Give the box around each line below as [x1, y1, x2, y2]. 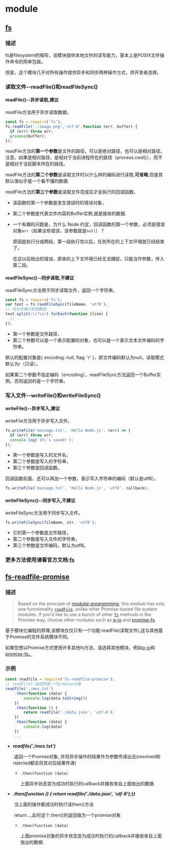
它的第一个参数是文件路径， [12, 529, 71, 536]
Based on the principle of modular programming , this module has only [17, 601, 165, 607]
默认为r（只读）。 [5, 360, 41, 367]
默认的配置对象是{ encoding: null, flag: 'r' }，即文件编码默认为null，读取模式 [5, 354, 164, 360]
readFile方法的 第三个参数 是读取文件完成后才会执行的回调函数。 [5, 189, 138, 195]
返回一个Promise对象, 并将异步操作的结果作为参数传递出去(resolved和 [14, 753, 161, 759]
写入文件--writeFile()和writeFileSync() [5, 392, 101, 399]
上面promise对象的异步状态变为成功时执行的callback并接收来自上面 [20, 833, 162, 839]
